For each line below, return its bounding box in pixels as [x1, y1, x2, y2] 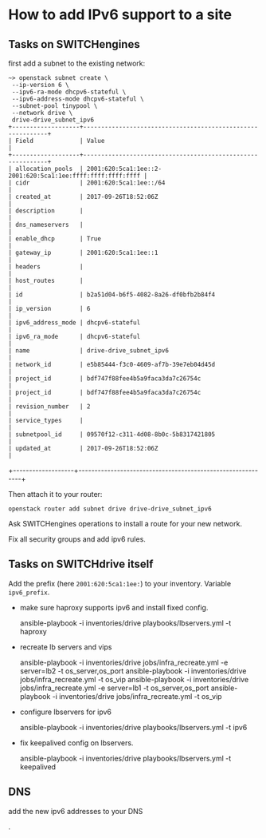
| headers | [8, 263, 84, 271]
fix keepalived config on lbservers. [19, 737, 134, 748]
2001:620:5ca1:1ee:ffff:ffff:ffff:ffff [8, 172, 141, 180]
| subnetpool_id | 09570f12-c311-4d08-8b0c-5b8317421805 [8, 431, 216, 439]
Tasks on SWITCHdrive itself [8, 558, 154, 571]
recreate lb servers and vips [19, 641, 112, 652]
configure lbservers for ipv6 [19, 707, 112, 717]
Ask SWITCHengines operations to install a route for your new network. [8, 519, 243, 528]
